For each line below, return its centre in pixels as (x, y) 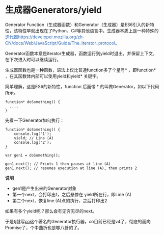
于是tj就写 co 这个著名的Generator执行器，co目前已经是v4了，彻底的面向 (78, 221)
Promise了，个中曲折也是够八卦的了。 (43, 227)
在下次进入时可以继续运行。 (33, 59)
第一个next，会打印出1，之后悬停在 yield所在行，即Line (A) (72, 194)
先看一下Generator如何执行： (35, 120)
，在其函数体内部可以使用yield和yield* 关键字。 (53, 76)
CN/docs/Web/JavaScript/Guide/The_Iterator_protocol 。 (62, 43)
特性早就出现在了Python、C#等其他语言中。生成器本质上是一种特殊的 (88, 30)
